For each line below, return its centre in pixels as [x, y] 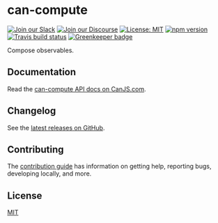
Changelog [32, 111]
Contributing [36, 149]
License [25, 195]
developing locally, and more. [49, 174]
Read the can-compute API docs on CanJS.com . [77, 89]
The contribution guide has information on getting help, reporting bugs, [109, 167]
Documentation [42, 72]
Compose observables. [41, 50]
